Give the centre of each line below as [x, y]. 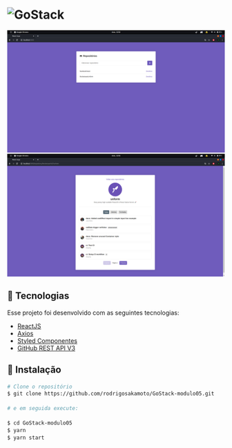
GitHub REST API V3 [46, 348]
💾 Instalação [34, 370]
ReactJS [29, 326]
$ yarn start [26, 438]
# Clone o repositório [40, 386]
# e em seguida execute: [43, 409]
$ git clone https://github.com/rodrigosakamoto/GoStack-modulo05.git [111, 394]
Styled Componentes [47, 340]
